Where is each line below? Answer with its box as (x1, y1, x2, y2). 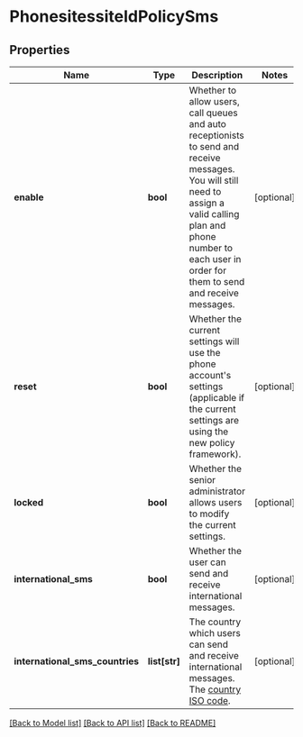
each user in (188, 253, 242, 265)
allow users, (188, 96, 241, 107)
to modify (188, 507, 230, 520)
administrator (188, 485, 246, 497)
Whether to (188, 84, 237, 96)
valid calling (188, 208, 240, 220)
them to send (188, 276, 245, 287)
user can (188, 556, 227, 569)
